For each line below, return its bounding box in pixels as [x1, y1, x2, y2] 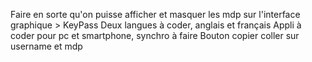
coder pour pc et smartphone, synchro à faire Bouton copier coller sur [10, 30, 300, 41]
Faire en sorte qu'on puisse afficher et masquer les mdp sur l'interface [10, 9, 301, 20]
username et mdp [10, 40, 83, 52]
